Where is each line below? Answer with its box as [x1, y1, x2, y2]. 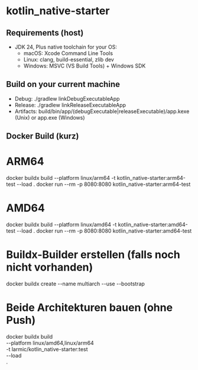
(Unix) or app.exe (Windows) [14, 114, 85, 121]
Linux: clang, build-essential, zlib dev [23, 56, 114, 63]
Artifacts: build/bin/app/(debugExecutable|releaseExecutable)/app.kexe [14, 108, 190, 115]
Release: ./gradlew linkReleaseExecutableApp [14, 101, 126, 108]
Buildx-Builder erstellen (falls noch [6, 248, 180, 262]
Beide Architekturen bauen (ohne [6, 301, 173, 314]
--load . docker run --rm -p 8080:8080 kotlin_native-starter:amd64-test [17, 227, 192, 234]
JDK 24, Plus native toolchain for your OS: [14, 43, 117, 50]
